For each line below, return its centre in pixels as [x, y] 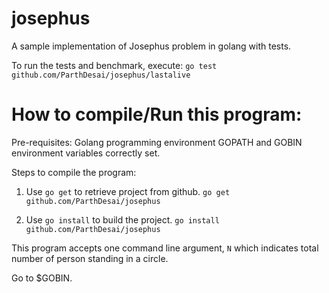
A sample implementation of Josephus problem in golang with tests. [151, 46]
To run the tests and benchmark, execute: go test [114, 65]
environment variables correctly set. [86, 153]
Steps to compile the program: [74, 172]
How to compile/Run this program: [157, 114]
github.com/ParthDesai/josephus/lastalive [101, 75]
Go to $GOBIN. [42, 278]
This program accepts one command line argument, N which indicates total [165, 248]
